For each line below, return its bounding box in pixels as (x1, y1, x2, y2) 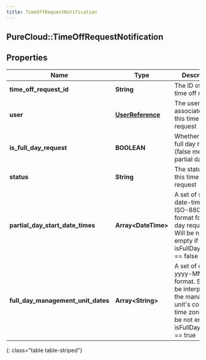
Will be (174, 229, 194, 237)
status (9, 173, 29, 181)
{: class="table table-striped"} (6, 346, 83, 354)
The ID (174, 81, 194, 90)
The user (174, 99, 200, 108)
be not (174, 315, 193, 324)
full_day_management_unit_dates (9, 296, 110, 305)
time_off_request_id (9, 85, 69, 93)
